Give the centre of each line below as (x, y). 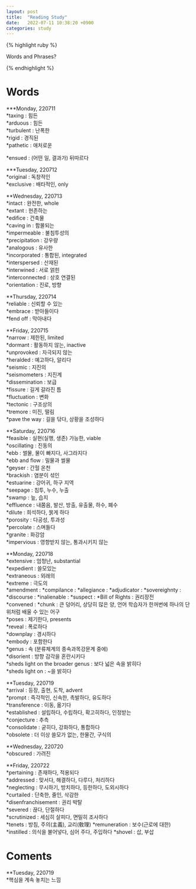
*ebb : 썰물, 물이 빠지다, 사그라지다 (47, 453)
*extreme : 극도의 (27, 583)
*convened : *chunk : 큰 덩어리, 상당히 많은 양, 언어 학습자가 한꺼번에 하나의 (95, 605)
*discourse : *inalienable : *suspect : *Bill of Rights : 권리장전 (80, 597)
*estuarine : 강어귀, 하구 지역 (40, 483)
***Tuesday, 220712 (32, 170)
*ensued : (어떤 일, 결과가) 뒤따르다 (47, 158)
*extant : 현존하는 (27, 211)
